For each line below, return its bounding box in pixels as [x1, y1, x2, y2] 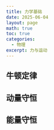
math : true [6, 25, 33, 31]
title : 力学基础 [6, 8, 42, 15]
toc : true [6, 31, 31, 37]
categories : [6, 36, 35, 42]
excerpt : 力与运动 [6, 47, 48, 53]
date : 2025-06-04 [6, 14, 49, 20]
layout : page [6, 20, 38, 26]
